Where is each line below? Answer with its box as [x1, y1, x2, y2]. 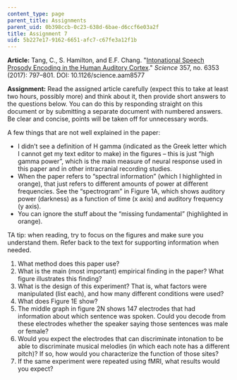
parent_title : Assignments [7, 17, 87, 24]
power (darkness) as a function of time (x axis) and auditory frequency [17, 195, 224, 203]
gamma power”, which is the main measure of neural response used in [17, 157, 222, 166]
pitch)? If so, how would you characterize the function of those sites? [17, 350, 219, 358]
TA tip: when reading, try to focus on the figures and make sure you [7, 231, 204, 239]
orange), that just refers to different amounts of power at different [17, 179, 208, 188]
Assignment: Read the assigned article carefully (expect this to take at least [7, 85, 229, 93]
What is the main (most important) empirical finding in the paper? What [17, 267, 224, 275]
